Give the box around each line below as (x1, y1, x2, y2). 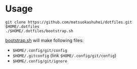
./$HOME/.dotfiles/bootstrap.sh (5, 28, 73, 33)
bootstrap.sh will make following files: (5, 37, 84, 43)
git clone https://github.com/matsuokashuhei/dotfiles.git (5, 20, 132, 25)
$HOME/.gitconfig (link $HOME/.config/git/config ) (12, 52, 116, 58)
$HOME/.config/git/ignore (12, 58, 67, 63)
